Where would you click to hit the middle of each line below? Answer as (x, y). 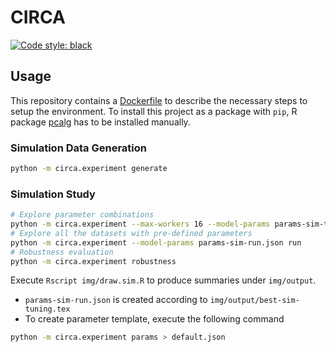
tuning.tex (47, 309)
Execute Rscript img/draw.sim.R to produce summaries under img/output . (163, 280)
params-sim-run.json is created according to (116, 300)
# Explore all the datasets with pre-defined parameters (131, 233)
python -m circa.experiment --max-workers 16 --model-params (140, 224)
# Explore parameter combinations (82, 215)
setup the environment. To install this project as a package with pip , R (154, 111)
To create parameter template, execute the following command (154, 319)
